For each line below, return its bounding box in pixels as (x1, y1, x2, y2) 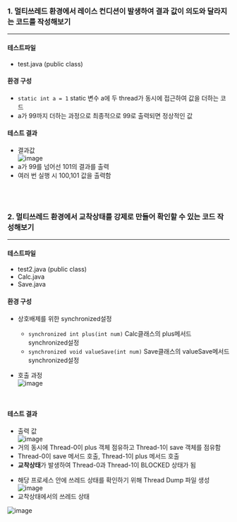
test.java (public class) (17, 59, 83, 68)
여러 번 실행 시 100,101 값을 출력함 (17, 171, 111, 180)
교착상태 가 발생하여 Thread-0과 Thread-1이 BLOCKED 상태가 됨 (17, 460, 196, 469)
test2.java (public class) (17, 265, 87, 274)
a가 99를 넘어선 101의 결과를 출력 (17, 162, 109, 170)
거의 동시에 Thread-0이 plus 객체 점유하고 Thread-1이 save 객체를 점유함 (17, 443, 221, 451)
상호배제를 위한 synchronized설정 (17, 314, 112, 323)
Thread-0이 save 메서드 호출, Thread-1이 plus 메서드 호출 (17, 451, 180, 460)
